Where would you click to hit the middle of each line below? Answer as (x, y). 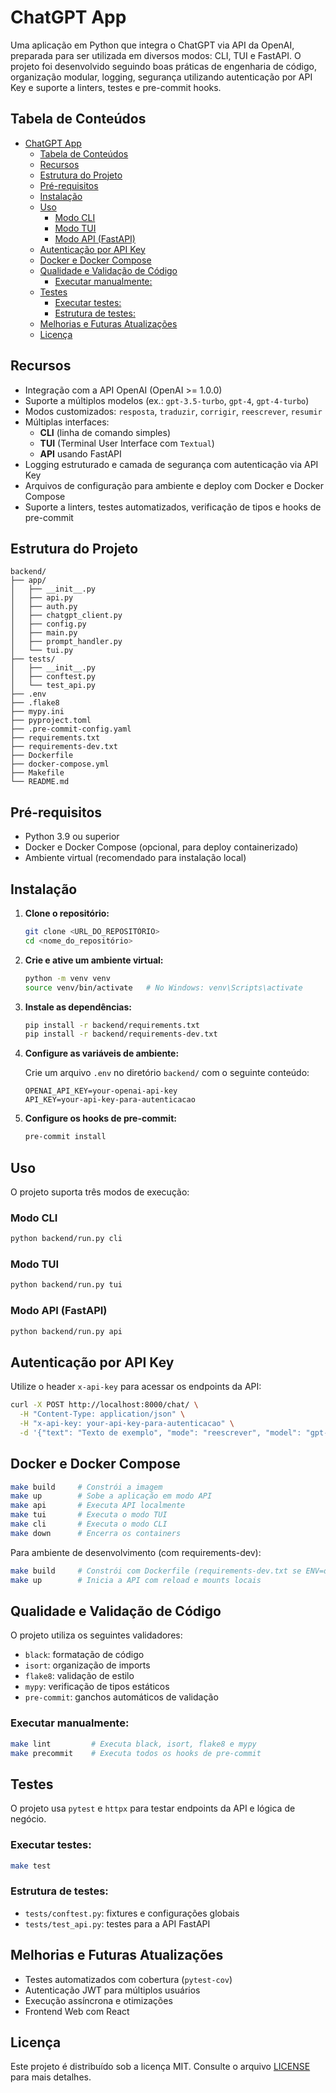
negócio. (28, 1819)
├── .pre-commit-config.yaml (71, 729)
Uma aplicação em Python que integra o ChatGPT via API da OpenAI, (152, 45)
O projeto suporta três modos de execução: (100, 1192)
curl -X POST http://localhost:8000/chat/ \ (104, 1405)
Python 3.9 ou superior (72, 837)
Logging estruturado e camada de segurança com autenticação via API (171, 464)
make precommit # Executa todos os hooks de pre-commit (136, 1753)
